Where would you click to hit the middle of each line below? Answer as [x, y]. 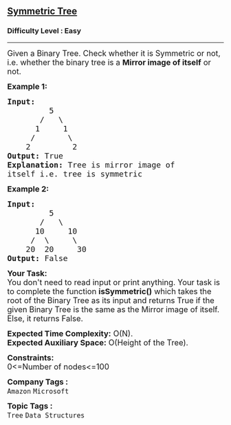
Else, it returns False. [45, 318]
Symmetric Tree [42, 11]
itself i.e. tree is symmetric [75, 174]
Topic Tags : [30, 406]
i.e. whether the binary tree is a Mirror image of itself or [109, 62]
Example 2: [28, 189]
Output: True [35, 156]
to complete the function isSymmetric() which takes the [109, 291]
